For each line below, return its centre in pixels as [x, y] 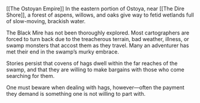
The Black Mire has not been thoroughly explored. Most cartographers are [98, 33]
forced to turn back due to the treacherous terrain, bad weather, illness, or [98, 39]
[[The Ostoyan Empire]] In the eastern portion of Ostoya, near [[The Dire [95, 9]
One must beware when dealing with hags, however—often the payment [95, 88]
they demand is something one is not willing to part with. [76, 94]
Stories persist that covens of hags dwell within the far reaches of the [92, 63]
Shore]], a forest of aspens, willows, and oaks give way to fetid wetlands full [100, 15]
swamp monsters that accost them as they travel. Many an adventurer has [98, 45]
